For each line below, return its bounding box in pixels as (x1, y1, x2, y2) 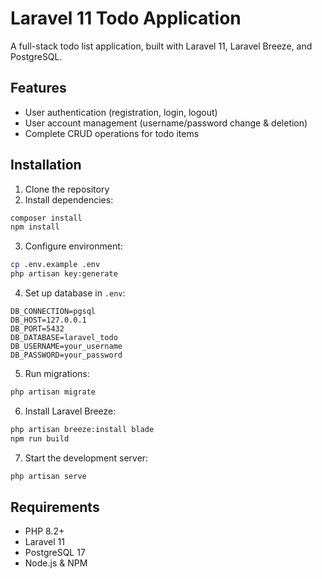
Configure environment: (24, 240, 123, 252)
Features (10, 80, 67, 97)
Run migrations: (24, 368, 90, 380)
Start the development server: (24, 452, 149, 464)
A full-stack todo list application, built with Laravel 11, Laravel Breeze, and (10, 40, 313, 52)
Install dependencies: (24, 193, 114, 206)
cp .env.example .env (10, 260, 101, 270)
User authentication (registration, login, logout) (24, 106, 218, 118)
